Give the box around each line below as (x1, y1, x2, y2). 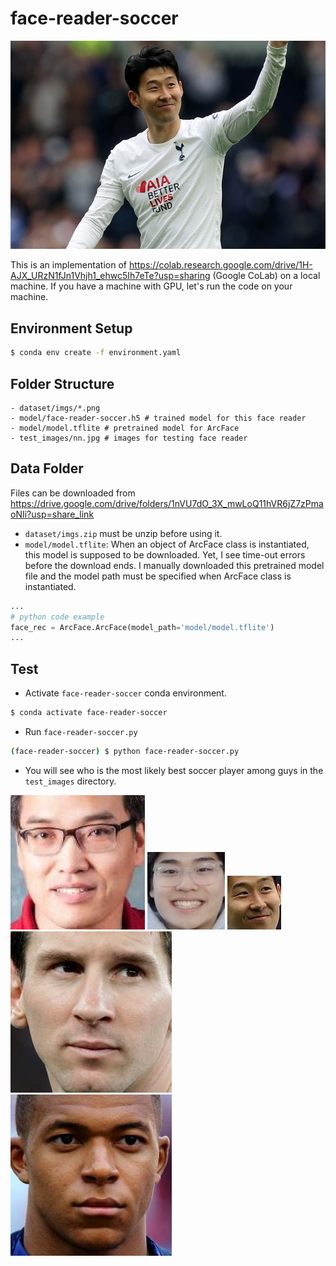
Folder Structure (10, 375, 115, 392)
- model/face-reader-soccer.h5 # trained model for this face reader (10, 413, 307, 423)
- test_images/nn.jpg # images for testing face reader (10, 433, 248, 443)
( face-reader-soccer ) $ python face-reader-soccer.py (10, 746, 240, 756)
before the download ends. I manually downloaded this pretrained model (24, 559, 325, 571)
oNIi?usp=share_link (10, 508, 95, 520)
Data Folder (10, 460, 84, 477)
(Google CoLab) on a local (212, 270, 321, 282)
